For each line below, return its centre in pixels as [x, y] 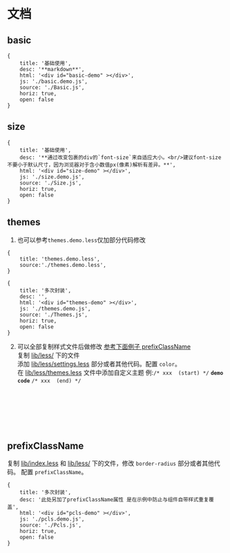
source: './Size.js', [50, 183]
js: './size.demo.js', [52, 177]
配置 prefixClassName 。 [54, 472]
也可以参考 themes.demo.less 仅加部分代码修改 [82, 240]
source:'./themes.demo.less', [63, 265]
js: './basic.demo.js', [54, 82]
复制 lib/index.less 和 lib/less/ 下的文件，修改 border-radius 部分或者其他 [111, 463]
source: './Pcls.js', [50, 525]
